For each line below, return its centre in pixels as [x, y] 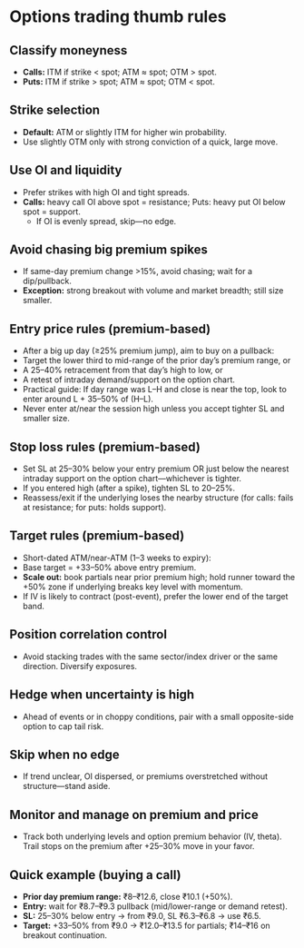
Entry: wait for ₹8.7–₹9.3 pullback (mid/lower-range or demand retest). [155, 906]
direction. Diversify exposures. [80, 666]
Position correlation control [88, 634]
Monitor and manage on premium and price [134, 815]
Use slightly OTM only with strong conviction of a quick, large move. [150, 142]
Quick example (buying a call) [95, 875]
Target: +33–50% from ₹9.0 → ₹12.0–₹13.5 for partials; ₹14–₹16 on [146, 925]
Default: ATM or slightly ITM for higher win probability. [124, 132]
